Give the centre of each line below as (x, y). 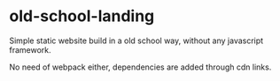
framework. (30, 49)
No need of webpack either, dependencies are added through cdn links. (140, 67)
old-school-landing (82, 16)
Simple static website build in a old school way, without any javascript (136, 40)
